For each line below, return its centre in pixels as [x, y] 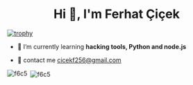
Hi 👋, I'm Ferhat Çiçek [117, 14]
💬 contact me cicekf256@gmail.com [69, 60]
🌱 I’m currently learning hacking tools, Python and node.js [102, 46]
